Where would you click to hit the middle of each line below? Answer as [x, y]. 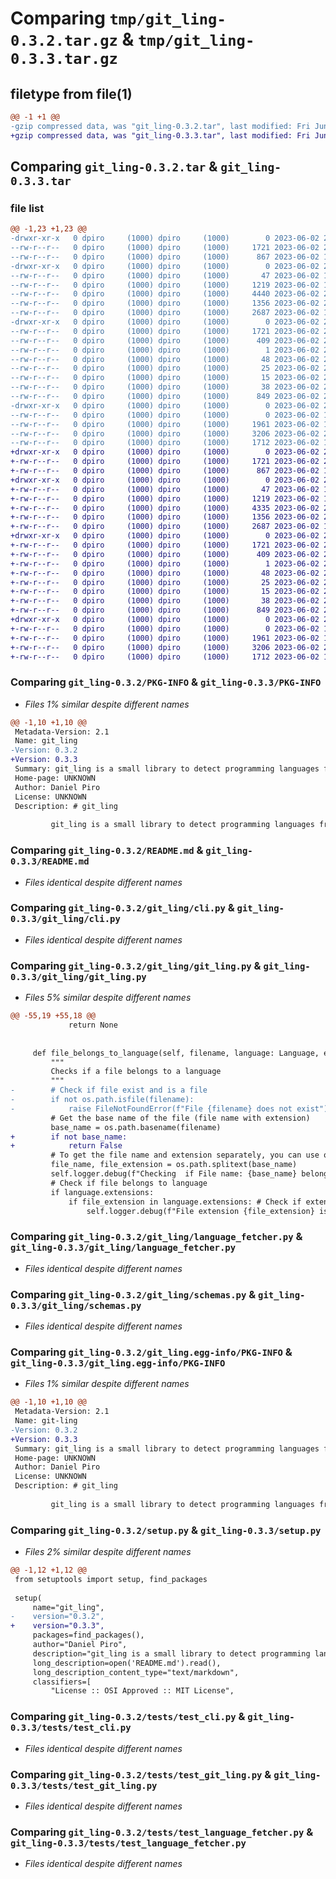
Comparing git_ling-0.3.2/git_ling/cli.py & [122, 908]
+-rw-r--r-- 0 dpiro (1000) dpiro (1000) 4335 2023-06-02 [165, 508]
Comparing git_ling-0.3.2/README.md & [107, 850]
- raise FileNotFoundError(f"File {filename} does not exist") [169, 1108]
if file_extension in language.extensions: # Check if [185, 1202]
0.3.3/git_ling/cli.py [65, 919]
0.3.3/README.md [50, 861]
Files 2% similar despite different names [108, 1552]
